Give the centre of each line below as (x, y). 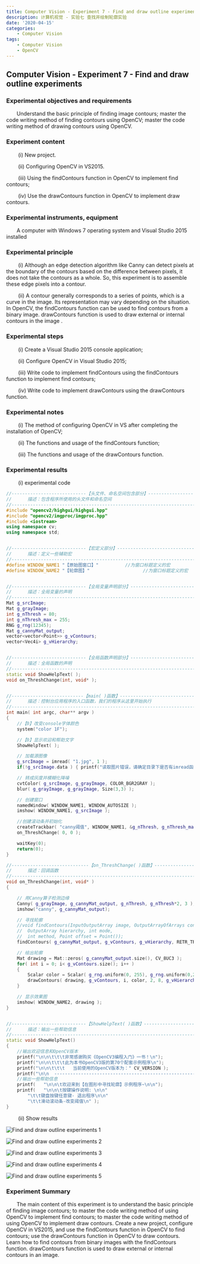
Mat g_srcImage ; (26, 603)
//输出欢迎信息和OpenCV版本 (48, 1051)
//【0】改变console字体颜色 (48, 723)
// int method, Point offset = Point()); (70, 937)
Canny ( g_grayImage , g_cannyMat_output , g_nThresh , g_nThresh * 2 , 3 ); (106, 903)
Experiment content (35, 142)
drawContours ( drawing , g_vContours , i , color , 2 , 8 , (96, 981)
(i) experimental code (44, 483)
